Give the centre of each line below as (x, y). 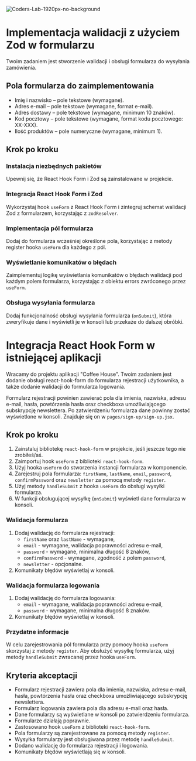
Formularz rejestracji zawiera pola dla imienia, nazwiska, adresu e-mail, (101, 690)
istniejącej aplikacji (54, 358)
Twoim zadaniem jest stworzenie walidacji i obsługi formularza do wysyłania (98, 61)
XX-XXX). (26, 125)
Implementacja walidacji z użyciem (93, 33)
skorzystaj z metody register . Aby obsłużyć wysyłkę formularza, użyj (90, 651)
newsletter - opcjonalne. (53, 564)
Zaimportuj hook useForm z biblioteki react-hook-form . (79, 461)
